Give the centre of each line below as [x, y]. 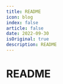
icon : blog [20, 17]
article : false [25, 28]
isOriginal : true [28, 39]
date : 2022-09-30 [28, 34]
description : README [32, 45]
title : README [24, 12]
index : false [22, 22]
